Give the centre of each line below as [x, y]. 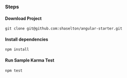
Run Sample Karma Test [30, 60]
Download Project [24, 18]
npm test [14, 70]
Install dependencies [27, 39]
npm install [17, 49]
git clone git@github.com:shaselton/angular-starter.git [64, 29]
